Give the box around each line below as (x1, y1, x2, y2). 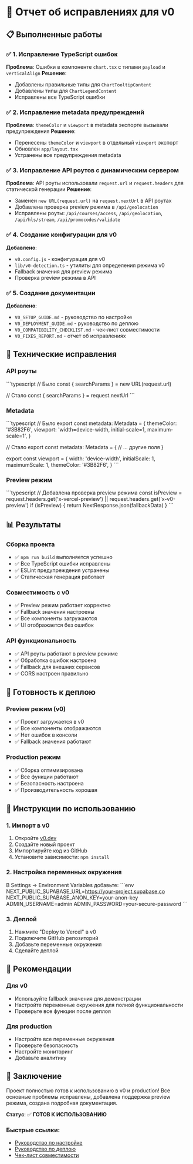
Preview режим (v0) (6, 705, 66, 713)
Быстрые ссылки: (6, 1126, 60, 1134)
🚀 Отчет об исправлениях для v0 (6, 5, 175, 19)
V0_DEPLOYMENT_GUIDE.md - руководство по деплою (14, 320, 139, 327)
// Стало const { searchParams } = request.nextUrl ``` (6, 392, 135, 399)
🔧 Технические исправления (6, 349, 117, 359)
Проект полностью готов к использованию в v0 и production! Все (6, 1087, 171, 1094)
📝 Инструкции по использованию (6, 804, 136, 814)
